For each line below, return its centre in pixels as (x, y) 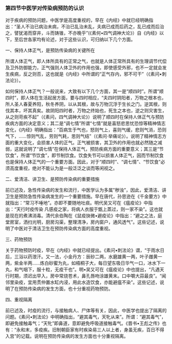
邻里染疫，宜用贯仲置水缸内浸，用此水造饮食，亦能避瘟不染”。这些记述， (83, 282)
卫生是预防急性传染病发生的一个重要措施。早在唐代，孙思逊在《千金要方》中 (86, 196)
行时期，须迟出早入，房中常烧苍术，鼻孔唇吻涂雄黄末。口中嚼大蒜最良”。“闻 (86, 276)
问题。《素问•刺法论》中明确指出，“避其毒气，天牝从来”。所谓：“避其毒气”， (86, 317)
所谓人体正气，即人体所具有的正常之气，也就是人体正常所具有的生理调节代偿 (86, 61)
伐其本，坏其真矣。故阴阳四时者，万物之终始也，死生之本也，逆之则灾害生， (86, 111)
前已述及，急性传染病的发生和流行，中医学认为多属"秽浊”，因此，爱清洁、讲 (86, 190)
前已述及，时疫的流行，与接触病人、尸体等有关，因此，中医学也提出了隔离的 (86, 311)
